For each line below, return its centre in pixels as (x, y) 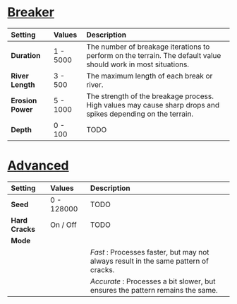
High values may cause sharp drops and (153, 105)
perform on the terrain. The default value (154, 55)
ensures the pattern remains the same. (154, 290)
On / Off (63, 225)
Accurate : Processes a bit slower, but (153, 281)
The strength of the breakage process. (150, 96)
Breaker (31, 12)
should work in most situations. (138, 64)
